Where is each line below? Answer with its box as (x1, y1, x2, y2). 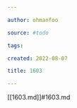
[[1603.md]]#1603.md (7, 93, 71, 102)
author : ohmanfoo (7, 16, 59, 23)
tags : (7, 42, 23, 49)
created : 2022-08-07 (7, 54, 69, 62)
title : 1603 (7, 68, 42, 75)
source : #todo (7, 29, 49, 36)
